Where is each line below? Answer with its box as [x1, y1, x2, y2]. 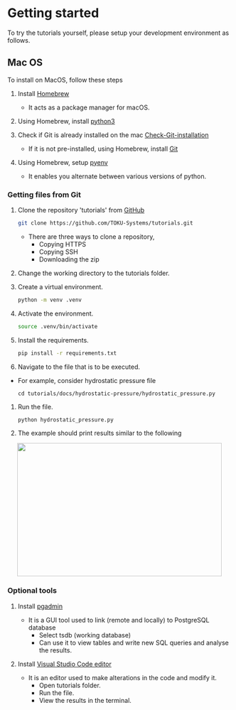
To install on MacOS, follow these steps [7, 75, 123, 84]
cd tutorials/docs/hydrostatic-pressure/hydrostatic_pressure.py [17, 389, 215, 397]
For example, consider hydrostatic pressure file [17, 376, 156, 384]
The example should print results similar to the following [17, 429, 182, 437]
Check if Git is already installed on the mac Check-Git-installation [17, 130, 209, 139]
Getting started [7, 5, 100, 21]
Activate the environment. [17, 309, 94, 318]
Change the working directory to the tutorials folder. [17, 269, 170, 277]
